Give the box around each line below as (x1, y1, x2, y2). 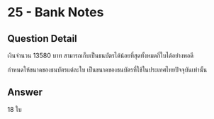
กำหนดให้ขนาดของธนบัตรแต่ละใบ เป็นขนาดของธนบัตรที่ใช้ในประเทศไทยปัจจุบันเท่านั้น (7, 65, 208, 74)
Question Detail (7, 33, 78, 45)
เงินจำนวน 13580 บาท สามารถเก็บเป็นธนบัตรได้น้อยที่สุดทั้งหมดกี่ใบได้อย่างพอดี (7, 51, 193, 59)
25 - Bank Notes (7, 4, 104, 21)
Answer (7, 86, 43, 98)
